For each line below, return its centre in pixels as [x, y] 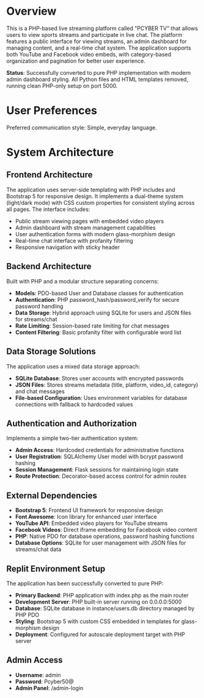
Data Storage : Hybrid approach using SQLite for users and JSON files [103, 313]
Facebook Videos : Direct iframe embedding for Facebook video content [106, 530]
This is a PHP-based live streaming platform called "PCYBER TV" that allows [102, 28]
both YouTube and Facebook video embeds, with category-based [89, 54]
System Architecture [60, 152]
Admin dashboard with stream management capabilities [85, 228]
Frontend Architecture [49, 175]
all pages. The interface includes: [48, 209]
